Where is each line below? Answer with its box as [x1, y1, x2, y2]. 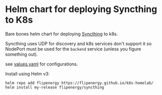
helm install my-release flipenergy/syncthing [5, 84, 104, 90]
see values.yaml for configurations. [5, 61, 78, 67]
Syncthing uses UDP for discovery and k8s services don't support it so [5, 40, 152, 46]
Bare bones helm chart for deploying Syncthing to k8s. [5, 31, 118, 37]
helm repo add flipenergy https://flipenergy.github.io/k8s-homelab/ [5, 80, 154, 85]
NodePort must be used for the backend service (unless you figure [5, 46, 141, 52]
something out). [5, 51, 38, 57]
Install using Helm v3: [5, 70, 50, 76]
